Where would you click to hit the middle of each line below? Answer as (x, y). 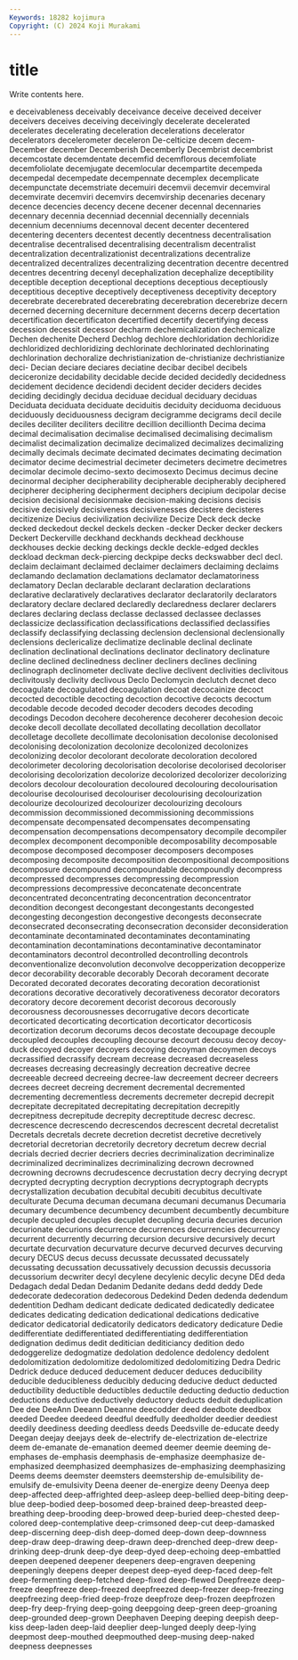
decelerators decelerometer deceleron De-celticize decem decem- (132, 140)
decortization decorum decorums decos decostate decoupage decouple (142, 1031)
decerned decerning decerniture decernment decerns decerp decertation (145, 311)
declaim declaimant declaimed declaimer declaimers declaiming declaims (144, 566)
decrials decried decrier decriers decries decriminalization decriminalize (142, 1154)
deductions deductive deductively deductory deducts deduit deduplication (146, 1400)
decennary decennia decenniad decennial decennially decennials (129, 216)
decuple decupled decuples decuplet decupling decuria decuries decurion (146, 1220)
